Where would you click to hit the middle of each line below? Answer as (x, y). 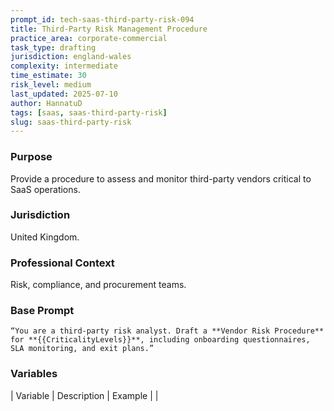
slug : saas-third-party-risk (71, 122)
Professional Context (62, 263)
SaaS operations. (45, 189)
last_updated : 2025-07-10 (64, 94)
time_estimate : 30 (48, 76)
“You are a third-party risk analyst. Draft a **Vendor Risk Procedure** (167, 331)
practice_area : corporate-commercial (89, 38)
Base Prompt (42, 311)
